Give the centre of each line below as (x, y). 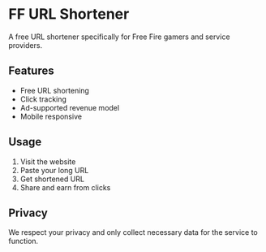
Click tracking (43, 99)
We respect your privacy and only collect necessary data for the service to (133, 232)
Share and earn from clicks (65, 187)
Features (31, 71)
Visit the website (48, 161)
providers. (26, 45)
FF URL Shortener (69, 14)
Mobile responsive (51, 116)
